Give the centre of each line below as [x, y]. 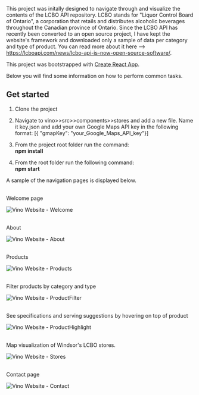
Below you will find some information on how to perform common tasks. [94, 76]
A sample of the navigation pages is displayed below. [71, 180]
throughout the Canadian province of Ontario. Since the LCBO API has [92, 27]
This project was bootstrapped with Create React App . [73, 64]
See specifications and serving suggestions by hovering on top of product [97, 315]
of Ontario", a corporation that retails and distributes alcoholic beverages [96, 21]
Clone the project [36, 109]
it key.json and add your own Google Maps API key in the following [97, 127]
